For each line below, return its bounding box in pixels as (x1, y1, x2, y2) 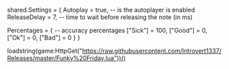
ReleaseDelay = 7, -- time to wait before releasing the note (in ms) (7, 13, 193, 21)
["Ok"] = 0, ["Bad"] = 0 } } (7, 33, 80, 42)
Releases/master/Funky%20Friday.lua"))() (7, 54, 126, 62)
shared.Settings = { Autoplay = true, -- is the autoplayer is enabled (7, 6, 195, 14)
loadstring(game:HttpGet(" (7, 47, 82, 55)
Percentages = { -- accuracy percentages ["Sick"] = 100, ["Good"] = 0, (7, 27, 208, 34)
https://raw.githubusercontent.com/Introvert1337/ (82, 47, 222, 55)
